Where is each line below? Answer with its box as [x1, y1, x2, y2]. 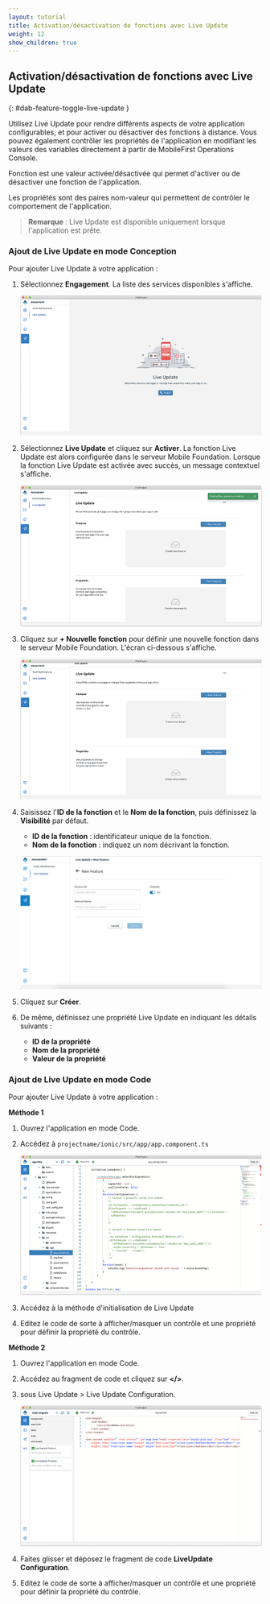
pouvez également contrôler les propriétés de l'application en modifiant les [8, 136, 257, 146]
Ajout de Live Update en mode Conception [8, 246, 177, 257]
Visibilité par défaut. [19, 816, 89, 825]
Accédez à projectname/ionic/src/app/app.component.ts [19, 1139, 209, 1149]
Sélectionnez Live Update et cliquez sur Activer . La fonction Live [19, 444, 236, 453]
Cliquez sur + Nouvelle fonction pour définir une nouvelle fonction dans [19, 635, 260, 644]
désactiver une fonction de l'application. [8, 177, 142, 187]
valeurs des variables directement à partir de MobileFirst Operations [8, 145, 235, 155]
